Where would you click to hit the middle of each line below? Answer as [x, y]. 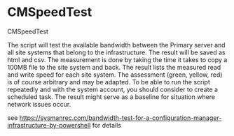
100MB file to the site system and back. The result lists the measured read [114, 67]
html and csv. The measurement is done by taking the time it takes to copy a [117, 59]
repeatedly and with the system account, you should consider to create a [113, 89]
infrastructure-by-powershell [49, 125]
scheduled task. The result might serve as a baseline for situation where [111, 97]
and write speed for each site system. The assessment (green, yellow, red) [115, 75]
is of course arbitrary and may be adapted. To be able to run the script [109, 82]
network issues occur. [39, 104]
